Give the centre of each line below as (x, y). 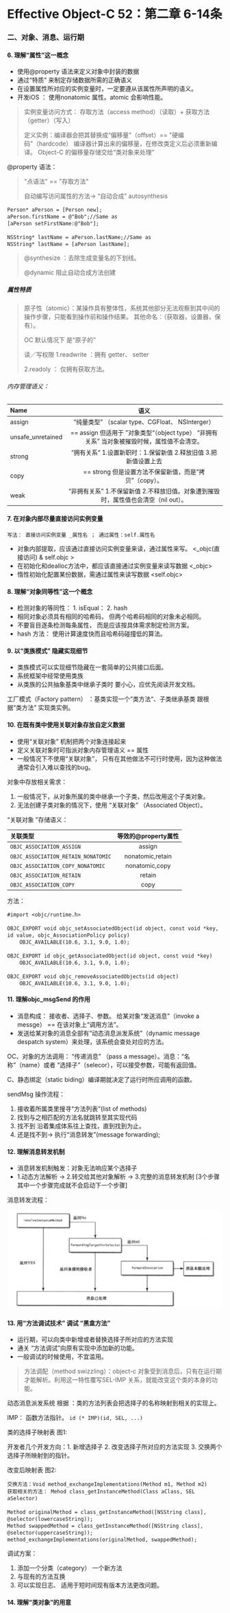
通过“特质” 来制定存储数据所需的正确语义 (75, 80)
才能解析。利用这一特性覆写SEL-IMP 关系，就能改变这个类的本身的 (118, 1380)
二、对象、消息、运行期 (46, 37)
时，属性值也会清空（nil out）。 (144, 500)
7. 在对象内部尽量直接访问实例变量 (55, 519)
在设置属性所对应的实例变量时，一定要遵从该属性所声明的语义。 (107, 89)
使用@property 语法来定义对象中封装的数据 (78, 71)
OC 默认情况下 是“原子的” (60, 340)
